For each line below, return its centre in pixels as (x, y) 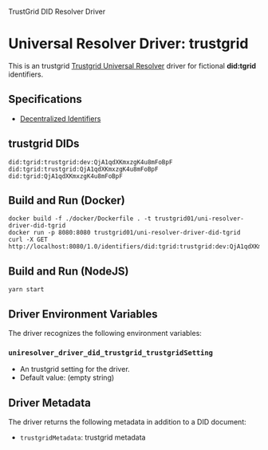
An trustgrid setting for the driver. (75, 369)
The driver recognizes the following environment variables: (105, 333)
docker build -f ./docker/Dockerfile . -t (80, 219)
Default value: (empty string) (67, 377)
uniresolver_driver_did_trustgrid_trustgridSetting (111, 353)
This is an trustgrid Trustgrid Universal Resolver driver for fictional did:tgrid (132, 65)
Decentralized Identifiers (60, 118)
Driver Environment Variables (83, 314)
